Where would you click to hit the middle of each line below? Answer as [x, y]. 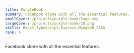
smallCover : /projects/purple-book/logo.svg [52, 19]
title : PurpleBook [24, 10]
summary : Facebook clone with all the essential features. [67, 14]
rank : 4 [13, 32]
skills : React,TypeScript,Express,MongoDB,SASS [55, 28]
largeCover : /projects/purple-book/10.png [50, 23]
